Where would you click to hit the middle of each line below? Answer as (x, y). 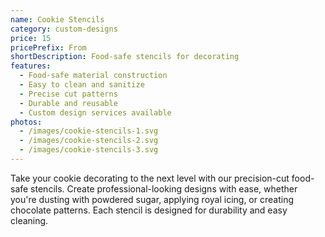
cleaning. (29, 220)
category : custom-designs (64, 29)
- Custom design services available (95, 112)
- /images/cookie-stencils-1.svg (89, 131)
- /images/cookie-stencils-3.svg (89, 150)
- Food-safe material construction (93, 76)
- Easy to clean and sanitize (82, 85)
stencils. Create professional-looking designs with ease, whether (164, 188)
